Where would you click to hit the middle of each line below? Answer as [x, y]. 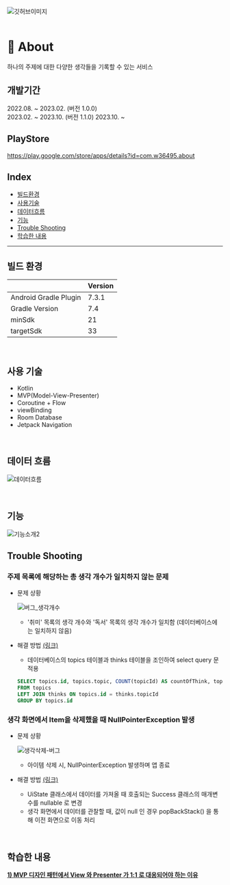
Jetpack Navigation [44, 425]
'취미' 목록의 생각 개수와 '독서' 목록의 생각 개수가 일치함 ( [103, 622]
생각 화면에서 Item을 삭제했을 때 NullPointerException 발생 [101, 720]
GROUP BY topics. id [45, 700]
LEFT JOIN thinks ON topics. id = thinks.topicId [88, 694]
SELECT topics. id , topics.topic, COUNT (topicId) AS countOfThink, [114, 682]
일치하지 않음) [53, 631]
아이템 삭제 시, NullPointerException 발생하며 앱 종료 [99, 765]
